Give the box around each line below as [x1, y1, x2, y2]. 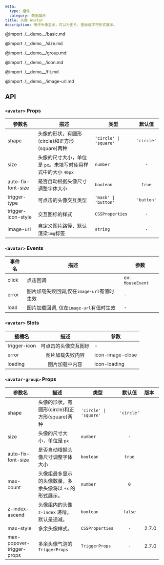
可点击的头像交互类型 [38, 197, 87, 204]
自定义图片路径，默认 [38, 222, 87, 229]
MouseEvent [123, 281, 149, 286]
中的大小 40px [42, 169, 74, 175]
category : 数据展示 [9, 13, 46, 18]
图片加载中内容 [48, 361, 82, 368]
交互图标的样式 [38, 211, 72, 218]
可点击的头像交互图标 [41, 342, 90, 349]
